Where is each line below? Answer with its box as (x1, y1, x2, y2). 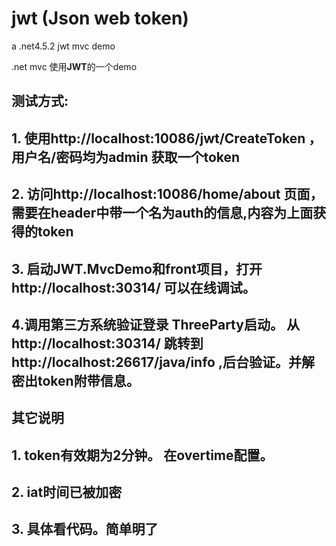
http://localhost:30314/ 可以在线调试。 (11, 279, 256, 296)
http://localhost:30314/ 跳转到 (11, 335, 204, 352)
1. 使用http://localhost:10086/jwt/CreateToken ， (11, 130, 323, 147)
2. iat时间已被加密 (11, 484, 123, 501)
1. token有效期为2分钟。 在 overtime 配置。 (11, 447, 274, 464)
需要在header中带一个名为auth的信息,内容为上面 (11, 205, 314, 222)
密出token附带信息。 (11, 372, 140, 389)
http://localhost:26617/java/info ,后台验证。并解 (11, 353, 315, 371)
